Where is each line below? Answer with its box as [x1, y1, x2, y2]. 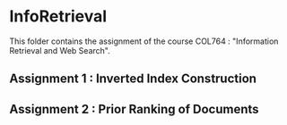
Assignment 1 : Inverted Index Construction [9, 71, 257, 87]
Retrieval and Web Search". [9, 45, 110, 55]
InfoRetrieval [9, 6, 108, 27]
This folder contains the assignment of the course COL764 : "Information [9, 36, 279, 46]
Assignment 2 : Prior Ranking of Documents [9, 101, 259, 117]
